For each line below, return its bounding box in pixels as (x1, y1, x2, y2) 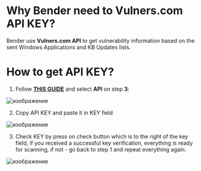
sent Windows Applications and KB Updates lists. (6, 44, 131, 51)
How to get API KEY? (6, 65, 114, 79)
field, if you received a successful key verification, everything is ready (15, 139, 193, 146)
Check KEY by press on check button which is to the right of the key (15, 132, 189, 140)
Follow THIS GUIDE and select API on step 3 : (15, 85, 130, 93)
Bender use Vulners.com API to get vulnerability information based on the (6, 37, 195, 44)
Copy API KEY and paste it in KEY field (15, 108, 113, 116)
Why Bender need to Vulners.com (6, 4, 183, 18)
